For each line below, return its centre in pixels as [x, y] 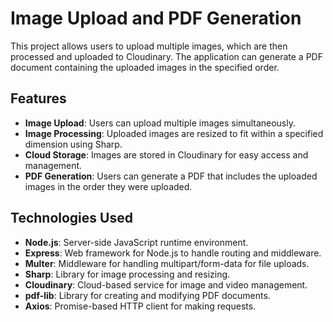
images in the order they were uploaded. [108, 186]
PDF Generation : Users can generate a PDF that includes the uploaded [171, 176]
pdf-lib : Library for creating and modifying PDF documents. [147, 295]
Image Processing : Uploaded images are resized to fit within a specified [174, 133]
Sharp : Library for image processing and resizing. [127, 274]
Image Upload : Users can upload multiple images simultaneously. [160, 123]
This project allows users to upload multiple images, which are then [149, 46]
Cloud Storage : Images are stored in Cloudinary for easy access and [166, 154]
